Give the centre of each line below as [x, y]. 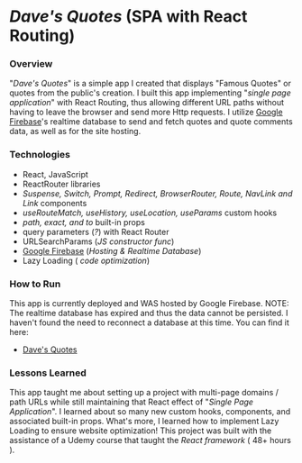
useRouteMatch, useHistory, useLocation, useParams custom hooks [150, 213]
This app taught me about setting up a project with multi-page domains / [144, 393]
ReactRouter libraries [61, 184]
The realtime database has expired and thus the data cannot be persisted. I [149, 313]
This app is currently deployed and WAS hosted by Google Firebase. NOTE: [149, 304]
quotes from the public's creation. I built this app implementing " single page [150, 93]
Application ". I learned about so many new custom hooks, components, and [150, 412]
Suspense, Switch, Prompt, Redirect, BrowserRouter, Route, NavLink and [157, 193]
